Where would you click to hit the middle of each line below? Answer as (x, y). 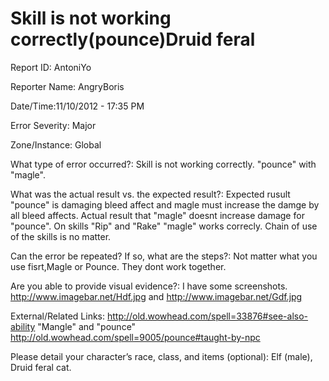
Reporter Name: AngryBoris (67, 86)
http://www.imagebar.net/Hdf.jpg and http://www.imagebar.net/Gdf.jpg (156, 296)
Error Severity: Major (53, 125)
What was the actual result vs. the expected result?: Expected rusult (150, 194)
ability (23, 326)
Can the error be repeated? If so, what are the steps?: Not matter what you (164, 256)
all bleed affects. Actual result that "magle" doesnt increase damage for (157, 215)
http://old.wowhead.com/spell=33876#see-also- (207, 316)
